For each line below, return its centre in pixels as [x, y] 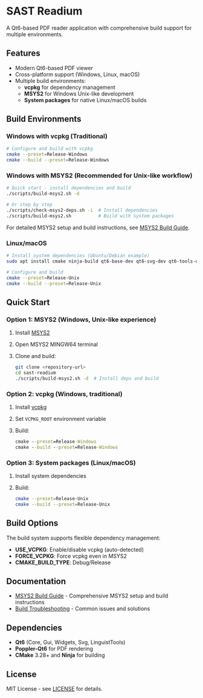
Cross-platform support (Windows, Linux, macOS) [77, 74]
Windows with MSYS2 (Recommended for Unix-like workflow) [99, 175]
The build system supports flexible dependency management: [83, 538]
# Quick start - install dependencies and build [69, 188]
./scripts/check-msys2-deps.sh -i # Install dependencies [82, 210]
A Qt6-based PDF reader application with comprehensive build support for [99, 28]
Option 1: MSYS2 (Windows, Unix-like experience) [81, 319]
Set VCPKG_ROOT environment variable [60, 419]
